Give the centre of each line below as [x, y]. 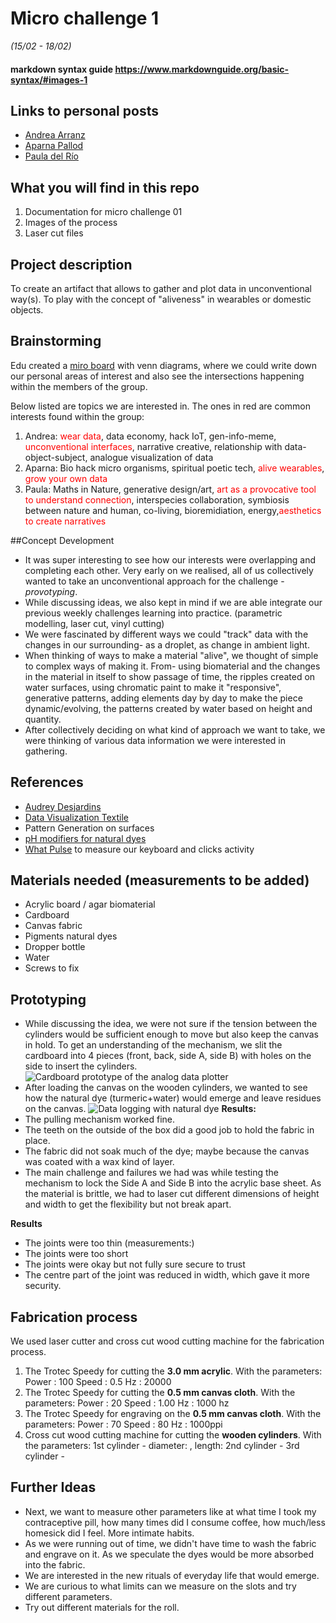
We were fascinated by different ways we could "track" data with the [166, 634]
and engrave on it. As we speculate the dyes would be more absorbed [169, 1554]
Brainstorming [56, 341]
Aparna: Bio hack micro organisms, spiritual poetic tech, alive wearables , [174, 468]
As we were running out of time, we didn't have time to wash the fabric [170, 1543]
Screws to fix [52, 968]
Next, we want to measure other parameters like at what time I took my [170, 1511]
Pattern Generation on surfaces [89, 828]
